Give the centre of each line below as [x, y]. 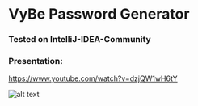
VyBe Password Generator [99, 14]
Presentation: [36, 61]
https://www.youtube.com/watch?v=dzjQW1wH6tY [93, 78]
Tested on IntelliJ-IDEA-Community [80, 40]
